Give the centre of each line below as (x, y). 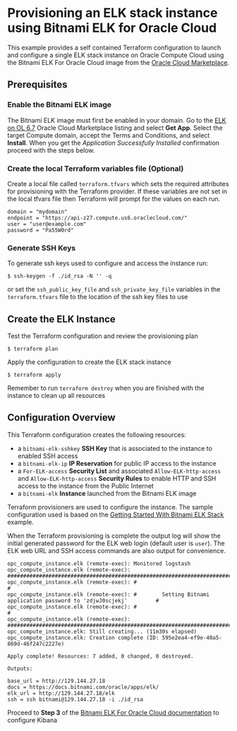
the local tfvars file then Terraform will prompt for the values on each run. (114, 198)
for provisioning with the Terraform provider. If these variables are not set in (117, 191)
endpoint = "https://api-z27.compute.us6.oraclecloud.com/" (98, 218)
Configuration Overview (61, 418)
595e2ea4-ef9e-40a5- (192, 638)
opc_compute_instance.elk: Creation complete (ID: (83, 638)
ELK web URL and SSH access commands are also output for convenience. (116, 550)
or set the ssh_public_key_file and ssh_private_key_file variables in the (114, 289)
